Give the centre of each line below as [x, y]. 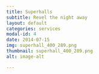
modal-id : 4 [21, 34]
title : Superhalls [29, 12]
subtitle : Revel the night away [47, 17]
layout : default [27, 23]
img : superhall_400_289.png [42, 46]
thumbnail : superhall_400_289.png [50, 51]
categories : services [34, 29]
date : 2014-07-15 [28, 40]
